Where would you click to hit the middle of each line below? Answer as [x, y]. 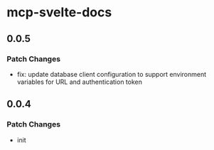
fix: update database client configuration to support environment [112, 74]
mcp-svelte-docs [59, 12]
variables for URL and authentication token [80, 82]
